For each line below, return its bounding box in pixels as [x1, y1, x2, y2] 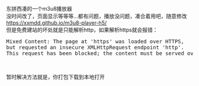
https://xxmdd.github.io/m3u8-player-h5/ [6, 20, 107, 26]
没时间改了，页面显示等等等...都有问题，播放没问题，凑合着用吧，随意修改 [6, 12, 188, 20]
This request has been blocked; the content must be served [6, 50, 185, 56]
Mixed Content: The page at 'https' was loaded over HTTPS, [6, 38, 185, 44]
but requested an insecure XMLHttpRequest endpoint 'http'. [6, 44, 185, 50]
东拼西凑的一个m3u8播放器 [6, 5, 72, 12]
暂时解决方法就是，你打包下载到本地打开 [6, 74, 105, 80]
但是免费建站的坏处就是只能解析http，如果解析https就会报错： [6, 26, 158, 33]
